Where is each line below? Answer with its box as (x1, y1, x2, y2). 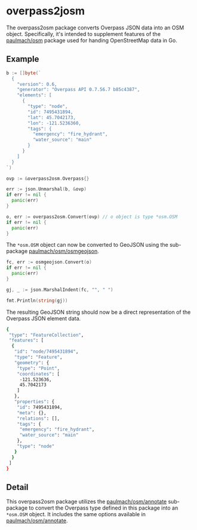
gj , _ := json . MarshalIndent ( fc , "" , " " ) (6, 286, 113, 293)
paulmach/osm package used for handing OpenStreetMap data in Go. (6, 37, 177, 44)
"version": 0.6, (17, 81, 58, 87)
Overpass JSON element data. (6, 314, 81, 322)
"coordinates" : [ (17, 371, 60, 377)
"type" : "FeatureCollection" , (8, 332, 84, 338)
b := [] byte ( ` (6, 70, 42, 76)
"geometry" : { (14, 359, 50, 366)
